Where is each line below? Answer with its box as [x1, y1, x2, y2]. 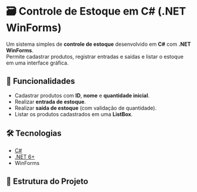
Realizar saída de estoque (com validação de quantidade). [14, 104, 157, 112]
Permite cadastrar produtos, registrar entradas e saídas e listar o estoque [6, 53, 184, 60]
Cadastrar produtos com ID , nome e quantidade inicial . [14, 92, 150, 99]
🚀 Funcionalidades [6, 76, 75, 86]
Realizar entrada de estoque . [14, 98, 86, 105]
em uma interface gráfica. [6, 59, 69, 66]
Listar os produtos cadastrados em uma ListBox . [14, 110, 133, 117]
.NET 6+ [14, 153, 35, 160]
